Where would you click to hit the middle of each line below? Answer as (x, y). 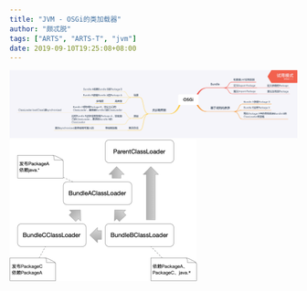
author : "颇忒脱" (40, 29)
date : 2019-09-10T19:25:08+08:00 (73, 48)
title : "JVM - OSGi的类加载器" (65, 19)
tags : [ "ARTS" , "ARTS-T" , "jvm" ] (73, 38)
